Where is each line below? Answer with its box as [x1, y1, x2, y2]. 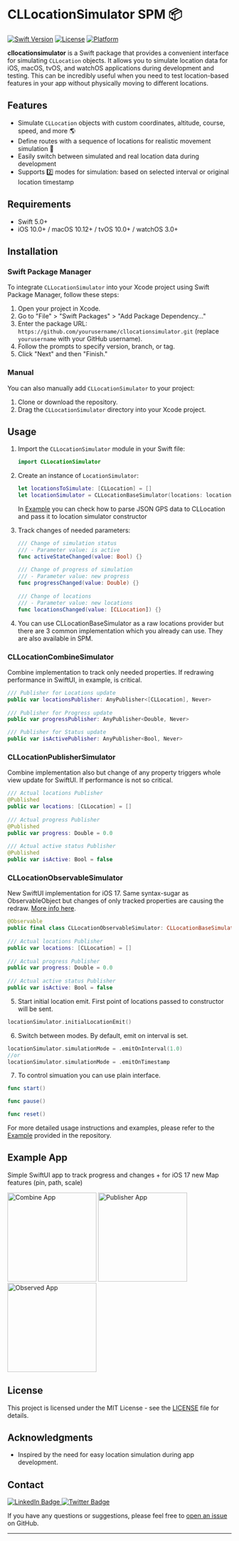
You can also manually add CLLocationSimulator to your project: [7, 383, 195, 393]
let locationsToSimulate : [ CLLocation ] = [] [17, 485, 152, 492]
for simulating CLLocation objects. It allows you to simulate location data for [7, 56, 228, 65]
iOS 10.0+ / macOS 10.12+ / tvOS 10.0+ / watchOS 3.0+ [17, 224, 179, 233]
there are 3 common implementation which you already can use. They [17, 626, 223, 635]
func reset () [7, 1111, 46, 1118]
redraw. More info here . [7, 904, 76, 913]
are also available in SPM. [17, 634, 93, 643]
